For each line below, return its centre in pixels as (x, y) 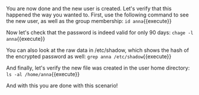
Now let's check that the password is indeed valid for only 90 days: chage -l (100, 32)
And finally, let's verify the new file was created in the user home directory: (98, 68)
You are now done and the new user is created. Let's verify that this (89, 9)
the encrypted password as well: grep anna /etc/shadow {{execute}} (89, 56)
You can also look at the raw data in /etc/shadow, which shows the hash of (97, 50)
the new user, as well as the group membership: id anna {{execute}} (89, 21)
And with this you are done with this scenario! (62, 86)
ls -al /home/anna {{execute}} (43, 74)
